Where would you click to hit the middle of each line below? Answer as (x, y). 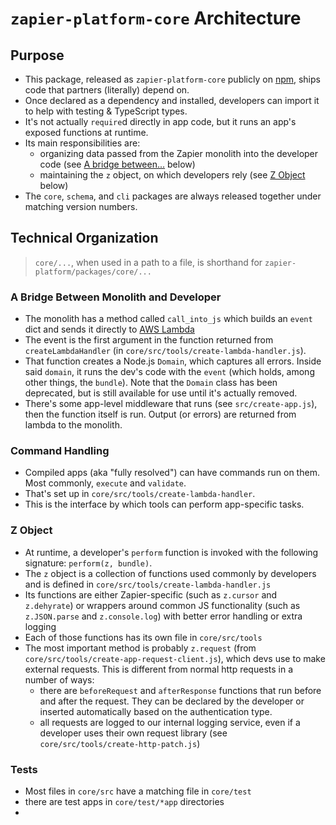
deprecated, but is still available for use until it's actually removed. (161, 393)
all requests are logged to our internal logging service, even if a (170, 722)
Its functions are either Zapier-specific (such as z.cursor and (151, 594)
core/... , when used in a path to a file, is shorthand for (148, 262)
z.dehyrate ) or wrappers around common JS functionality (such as (162, 605)
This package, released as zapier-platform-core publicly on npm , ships (172, 79)
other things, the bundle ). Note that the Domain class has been (151, 383)
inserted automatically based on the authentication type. (156, 711)
